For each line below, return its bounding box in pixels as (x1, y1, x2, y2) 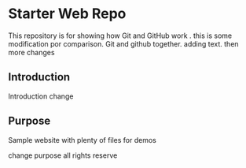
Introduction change (8, 91, 74, 101)
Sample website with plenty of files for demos (8, 135, 157, 144)
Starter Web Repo (8, 5, 127, 23)
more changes (8, 47, 55, 57)
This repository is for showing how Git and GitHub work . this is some (8, 31, 233, 40)
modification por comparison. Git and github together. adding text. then (8, 39, 239, 48)
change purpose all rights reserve (8, 151, 118, 160)
